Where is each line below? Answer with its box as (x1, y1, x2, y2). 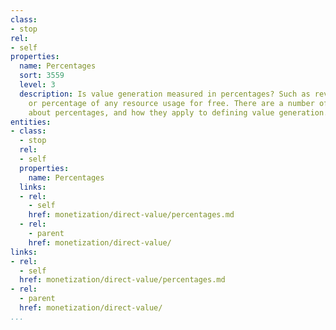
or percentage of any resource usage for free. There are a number (28, 98, 315, 108)
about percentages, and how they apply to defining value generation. (28, 107, 329, 118)
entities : (10, 117, 52, 127)
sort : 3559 (19, 71, 65, 81)
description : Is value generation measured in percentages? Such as (19, 89, 311, 99)
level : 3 (19, 80, 56, 90)
